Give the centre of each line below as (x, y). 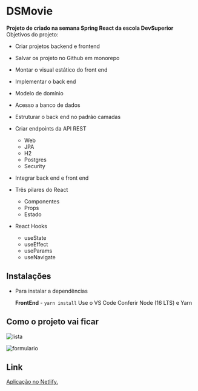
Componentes (42, 201)
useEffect (36, 244)
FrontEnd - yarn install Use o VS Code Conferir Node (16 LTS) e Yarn (104, 302)
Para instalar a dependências (51, 291)
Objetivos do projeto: (32, 34)
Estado (33, 214)
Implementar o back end (45, 81)
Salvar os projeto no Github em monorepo (67, 58)
